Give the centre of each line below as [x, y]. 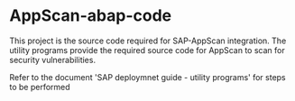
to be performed [40, 87]
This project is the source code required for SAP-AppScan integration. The [148, 41]
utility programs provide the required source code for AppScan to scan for [147, 50]
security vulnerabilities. [53, 60]
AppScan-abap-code [91, 16]
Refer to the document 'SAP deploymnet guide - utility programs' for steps [147, 77]
